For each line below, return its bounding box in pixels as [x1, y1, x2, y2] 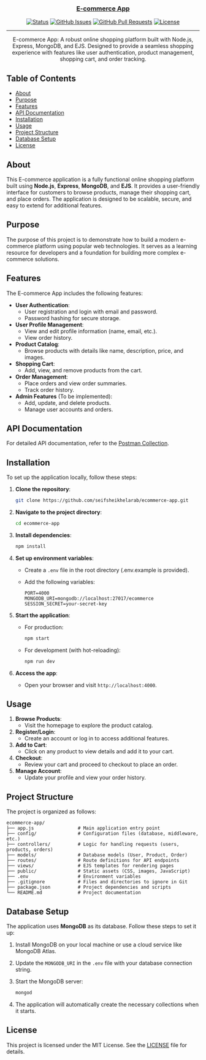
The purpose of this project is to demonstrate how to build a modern [6, 236, 179, 243]
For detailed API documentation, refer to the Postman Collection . [6, 440, 170, 447]
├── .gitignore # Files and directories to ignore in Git [6, 879, 188, 885]
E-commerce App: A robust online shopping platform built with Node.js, [12, 36, 194, 44]
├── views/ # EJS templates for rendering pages [6, 863, 174, 869]
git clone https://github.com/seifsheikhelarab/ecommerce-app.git [15, 497, 189, 504]
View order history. [24, 334, 72, 341]
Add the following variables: [24, 578, 95, 585]
